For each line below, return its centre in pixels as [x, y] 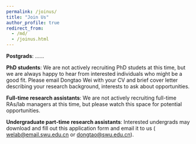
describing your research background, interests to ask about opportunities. [98, 86]
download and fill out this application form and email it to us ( [81, 128]
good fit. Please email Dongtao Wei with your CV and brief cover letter [92, 80]
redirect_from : [25, 28]
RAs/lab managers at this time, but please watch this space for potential [94, 104]
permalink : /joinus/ [32, 12]
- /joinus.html [30, 39]
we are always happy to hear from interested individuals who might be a [94, 74]
